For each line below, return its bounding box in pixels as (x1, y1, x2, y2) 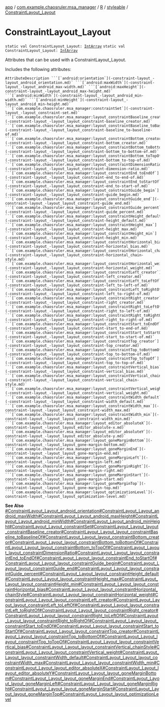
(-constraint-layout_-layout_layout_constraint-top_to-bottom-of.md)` (5, 352, 153, 357)
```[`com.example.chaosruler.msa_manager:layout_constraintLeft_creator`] (5, 269, 162, 275)
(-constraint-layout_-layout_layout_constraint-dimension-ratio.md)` (5, 166, 151, 171)
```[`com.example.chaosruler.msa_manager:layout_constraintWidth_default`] (5, 395, 164, 400)
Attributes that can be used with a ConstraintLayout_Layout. (5, 57, 126, 63)
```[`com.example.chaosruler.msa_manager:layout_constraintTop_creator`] (5, 338, 160, 344)
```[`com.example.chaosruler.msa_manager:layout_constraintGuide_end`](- (5, 197, 160, 202)
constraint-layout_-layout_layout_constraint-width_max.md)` (5, 407, 133, 413)
